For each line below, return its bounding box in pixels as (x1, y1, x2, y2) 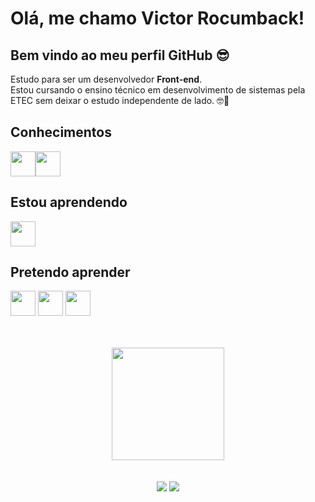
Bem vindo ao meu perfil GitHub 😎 (10, 47, 230, 64)
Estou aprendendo (10, 194, 128, 211)
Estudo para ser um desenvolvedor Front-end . (10, 73, 203, 85)
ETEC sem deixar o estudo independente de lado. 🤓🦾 (10, 95, 230, 106)
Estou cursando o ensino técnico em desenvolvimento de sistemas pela (10, 84, 306, 96)
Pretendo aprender (10, 264, 131, 281)
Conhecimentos (10, 124, 112, 141)
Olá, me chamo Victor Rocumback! (10, 7, 305, 30)
